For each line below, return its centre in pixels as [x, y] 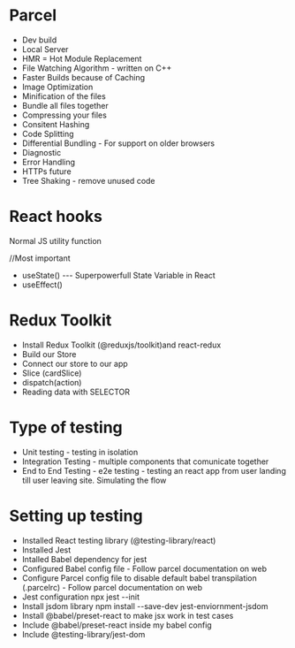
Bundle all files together [65, 105]
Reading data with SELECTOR [76, 392]
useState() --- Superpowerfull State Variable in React [119, 275]
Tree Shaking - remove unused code [89, 180]
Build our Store [49, 354]
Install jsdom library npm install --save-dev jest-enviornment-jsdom [145, 606]
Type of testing [66, 427]
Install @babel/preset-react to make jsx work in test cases [128, 615]
